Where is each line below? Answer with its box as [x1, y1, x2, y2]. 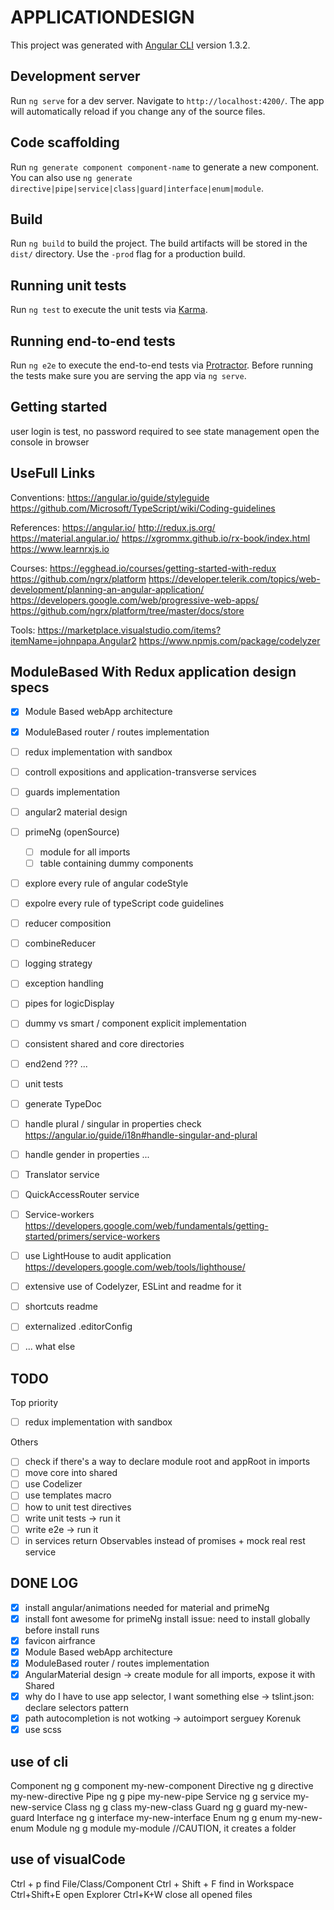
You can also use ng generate [10, 171, 133, 183]
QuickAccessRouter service [24, 1188, 140, 1200]
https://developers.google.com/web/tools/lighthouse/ [24, 1261, 246, 1273]
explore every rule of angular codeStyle [24, 877, 189, 889]
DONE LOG [10, 1575, 79, 1592]
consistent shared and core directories [24, 1037, 185, 1050]
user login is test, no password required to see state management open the [10, 425, 320, 437]
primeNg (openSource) [24, 826, 120, 838]
